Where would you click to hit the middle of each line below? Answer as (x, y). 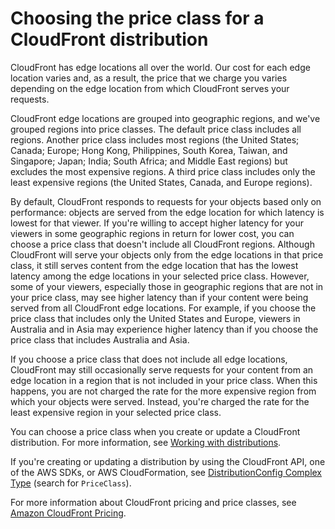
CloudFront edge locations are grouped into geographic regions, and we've (165, 118)
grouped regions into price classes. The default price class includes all (156, 129)
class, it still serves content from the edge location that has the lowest (154, 265)
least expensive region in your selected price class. (116, 412)
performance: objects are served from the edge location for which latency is (167, 212)
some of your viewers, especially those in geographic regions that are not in (167, 286)
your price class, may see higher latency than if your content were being (159, 297)
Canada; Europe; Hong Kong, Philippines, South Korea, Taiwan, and (149, 150)
